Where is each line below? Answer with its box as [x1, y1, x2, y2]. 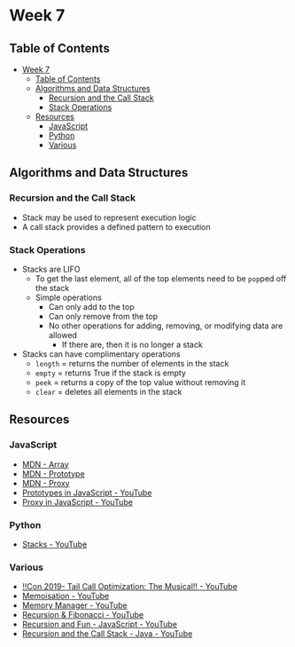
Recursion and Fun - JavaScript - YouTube [21, 619, 177, 630]
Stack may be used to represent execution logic [21, 212, 197, 223]
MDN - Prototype [21, 468, 86, 479]
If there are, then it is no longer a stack [61, 339, 204, 350]
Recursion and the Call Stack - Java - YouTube [21, 628, 193, 639]
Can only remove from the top [48, 311, 159, 321]
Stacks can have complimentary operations [21, 348, 181, 359]
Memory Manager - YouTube [21, 600, 128, 611]
